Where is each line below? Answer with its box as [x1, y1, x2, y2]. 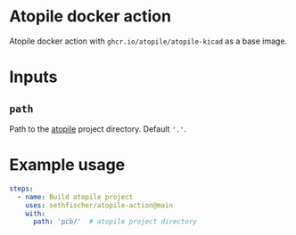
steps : [9, 184, 34, 193]
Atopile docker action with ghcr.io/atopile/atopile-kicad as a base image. [9, 36, 288, 46]
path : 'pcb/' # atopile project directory [32, 217, 198, 226]
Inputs [9, 67, 58, 87]
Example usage [9, 155, 126, 175]
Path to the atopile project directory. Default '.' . [9, 123, 187, 134]
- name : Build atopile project [17, 192, 134, 201]
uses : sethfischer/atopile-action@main [25, 200, 174, 210]
